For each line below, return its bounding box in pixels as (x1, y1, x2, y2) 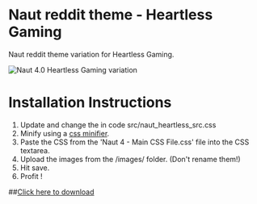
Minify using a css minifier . (19, 128, 110, 138)
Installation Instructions (8, 94, 172, 112)
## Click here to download (8, 187, 95, 197)
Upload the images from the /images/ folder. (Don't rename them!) (19, 154, 241, 164)
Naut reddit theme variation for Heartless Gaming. (8, 49, 175, 59)
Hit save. (19, 163, 50, 173)
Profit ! (19, 171, 43, 181)
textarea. (19, 145, 50, 155)
